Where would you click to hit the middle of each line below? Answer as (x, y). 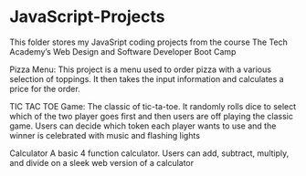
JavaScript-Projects (87, 17)
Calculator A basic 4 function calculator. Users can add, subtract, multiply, (149, 153)
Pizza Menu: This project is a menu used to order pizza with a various (141, 69)
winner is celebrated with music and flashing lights (105, 135)
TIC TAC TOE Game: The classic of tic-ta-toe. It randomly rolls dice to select (153, 106)
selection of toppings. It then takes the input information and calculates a (147, 78)
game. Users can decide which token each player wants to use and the (143, 126)
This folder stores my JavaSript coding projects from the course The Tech (148, 42)
